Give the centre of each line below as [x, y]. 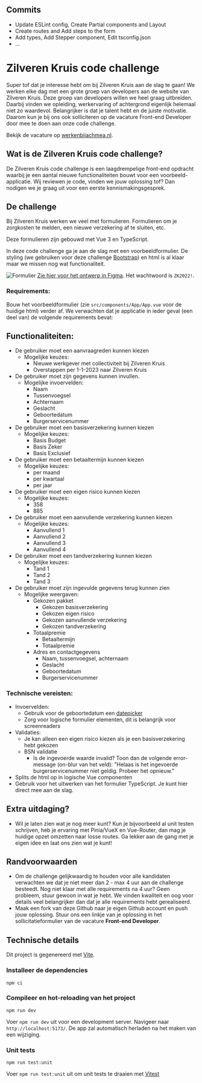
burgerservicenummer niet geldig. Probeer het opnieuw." [104, 771]
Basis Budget [49, 441]
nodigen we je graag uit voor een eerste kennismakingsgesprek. [86, 188]
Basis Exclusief [52, 453]
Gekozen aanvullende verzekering [84, 620]
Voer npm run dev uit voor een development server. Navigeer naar [88, 1021]
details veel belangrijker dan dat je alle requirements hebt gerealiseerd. [103, 902]
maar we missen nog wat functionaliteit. [56, 264]
